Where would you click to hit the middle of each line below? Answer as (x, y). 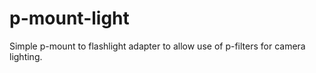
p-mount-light (69, 18)
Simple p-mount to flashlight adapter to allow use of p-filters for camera (157, 46)
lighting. (26, 56)
